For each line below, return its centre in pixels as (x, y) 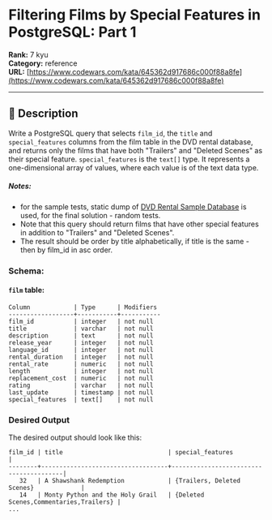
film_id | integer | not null (81, 321)
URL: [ (19, 71)
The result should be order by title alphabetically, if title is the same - (134, 241)
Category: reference (43, 63)
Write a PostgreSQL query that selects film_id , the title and (110, 133)
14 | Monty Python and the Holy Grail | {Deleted (112, 495)
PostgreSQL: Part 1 (72, 32)
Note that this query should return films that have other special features (139, 224)
